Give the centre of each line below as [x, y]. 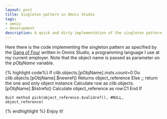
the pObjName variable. [30, 63]
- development [20, 28]
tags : [11, 19]
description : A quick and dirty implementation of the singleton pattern [84, 33]
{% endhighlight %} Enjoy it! [34, 111]
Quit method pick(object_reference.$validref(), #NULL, [64, 98]
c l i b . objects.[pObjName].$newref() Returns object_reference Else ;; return [81, 78]
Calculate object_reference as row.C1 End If [97, 88]
